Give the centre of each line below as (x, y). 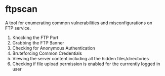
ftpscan (21, 9)
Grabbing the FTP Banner (38, 42)
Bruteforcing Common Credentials (47, 53)
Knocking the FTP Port (35, 38)
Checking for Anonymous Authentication (54, 48)
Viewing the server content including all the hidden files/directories (81, 58)
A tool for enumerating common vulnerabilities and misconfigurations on (79, 23)
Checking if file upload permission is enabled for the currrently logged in (86, 64)
